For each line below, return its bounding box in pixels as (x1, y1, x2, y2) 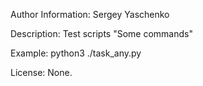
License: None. (10, 67, 73, 78)
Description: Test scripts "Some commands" (10, 28, 193, 39)
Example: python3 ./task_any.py (10, 47, 142, 59)
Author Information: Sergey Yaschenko (10, 9, 170, 20)
